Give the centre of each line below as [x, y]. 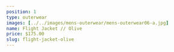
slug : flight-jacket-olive [40, 39]
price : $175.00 [25, 34]
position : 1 [21, 12]
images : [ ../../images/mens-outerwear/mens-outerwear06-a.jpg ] [88, 23]
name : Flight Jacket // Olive [44, 28]
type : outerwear [27, 17]
